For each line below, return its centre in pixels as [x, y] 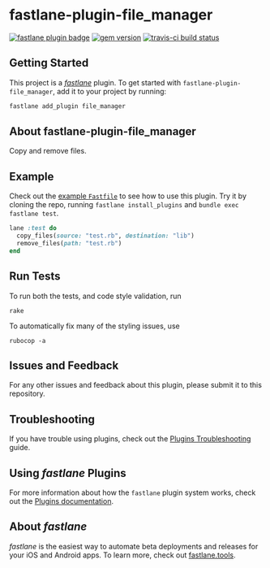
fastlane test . [34, 214]
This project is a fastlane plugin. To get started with [95, 82]
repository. [27, 394]
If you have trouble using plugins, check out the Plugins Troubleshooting [130, 439]
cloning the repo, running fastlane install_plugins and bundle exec [124, 205]
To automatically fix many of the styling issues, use [95, 326]
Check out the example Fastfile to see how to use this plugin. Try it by [128, 196]
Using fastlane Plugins [68, 473]
